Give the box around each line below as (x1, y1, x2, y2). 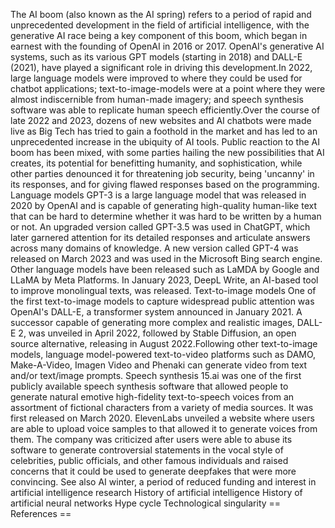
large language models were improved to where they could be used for (10, 72, 303, 84)
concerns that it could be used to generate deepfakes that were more (10, 465, 297, 477)
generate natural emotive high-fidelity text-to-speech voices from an (10, 391, 295, 403)
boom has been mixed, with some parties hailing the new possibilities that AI (10, 147, 325, 158)
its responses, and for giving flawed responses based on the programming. (10, 179, 320, 190)
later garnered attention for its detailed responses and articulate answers (10, 232, 311, 243)
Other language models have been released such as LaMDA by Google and (10, 264, 320, 275)
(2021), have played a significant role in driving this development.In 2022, (10, 62, 313, 73)
